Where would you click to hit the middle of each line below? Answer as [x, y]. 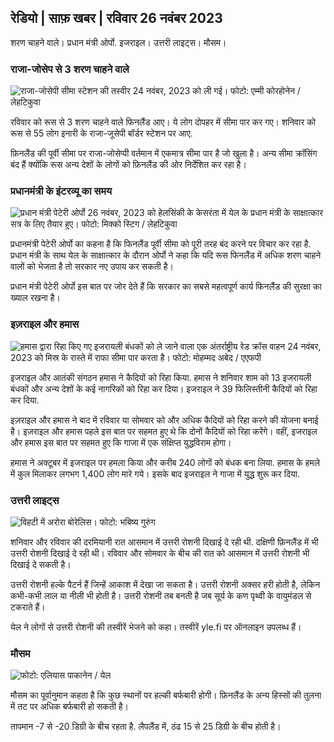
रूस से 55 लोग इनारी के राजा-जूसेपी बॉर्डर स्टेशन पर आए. [101, 133]
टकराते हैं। [28, 607]
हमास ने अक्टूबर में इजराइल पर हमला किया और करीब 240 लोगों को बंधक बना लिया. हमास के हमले [165, 462]
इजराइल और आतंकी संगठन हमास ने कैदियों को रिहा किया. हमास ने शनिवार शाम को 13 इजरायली [161, 377]
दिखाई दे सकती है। [41, 564]
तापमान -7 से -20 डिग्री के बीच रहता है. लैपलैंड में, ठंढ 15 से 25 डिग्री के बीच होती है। [146, 727]
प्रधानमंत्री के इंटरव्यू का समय [61, 191]
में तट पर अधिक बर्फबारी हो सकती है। [69, 707]
